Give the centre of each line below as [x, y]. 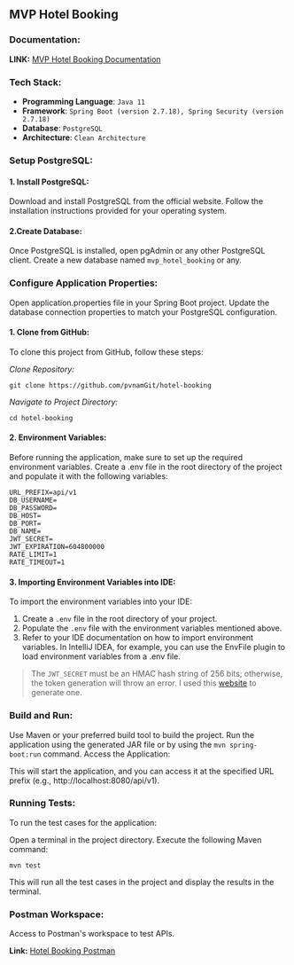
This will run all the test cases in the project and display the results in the [142, 882]
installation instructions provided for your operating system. [118, 211]
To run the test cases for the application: [83, 822]
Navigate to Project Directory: [63, 402]
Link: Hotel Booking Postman [62, 951]
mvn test [25, 865]
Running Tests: [43, 804]
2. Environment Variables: [58, 437]
